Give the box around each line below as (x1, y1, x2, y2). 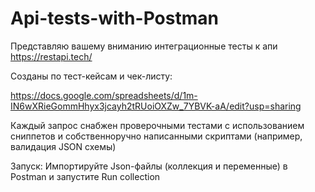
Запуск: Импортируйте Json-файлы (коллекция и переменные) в (10, 160, 288, 172)
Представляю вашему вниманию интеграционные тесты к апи (10, 40, 278, 52)
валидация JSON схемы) (10, 140, 117, 152)
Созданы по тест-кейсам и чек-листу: (10, 70, 173, 82)
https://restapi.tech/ (10, 50, 93, 62)
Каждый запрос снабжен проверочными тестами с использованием (10, 119, 305, 131)
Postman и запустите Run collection (10, 170, 161, 182)
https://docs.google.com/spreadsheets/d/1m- (10, 89, 198, 101)
